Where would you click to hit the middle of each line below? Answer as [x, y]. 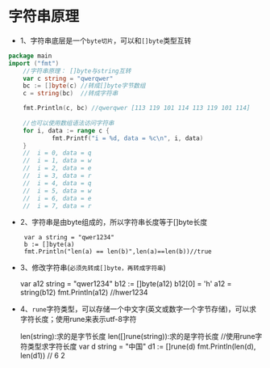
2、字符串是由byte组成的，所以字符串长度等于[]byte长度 [114, 222]
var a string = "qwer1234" [69, 238]
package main [30, 56]
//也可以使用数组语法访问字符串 [69, 123]
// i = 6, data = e [57, 198]
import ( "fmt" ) [34, 63]
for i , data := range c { [66, 130]
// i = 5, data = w [57, 191]
